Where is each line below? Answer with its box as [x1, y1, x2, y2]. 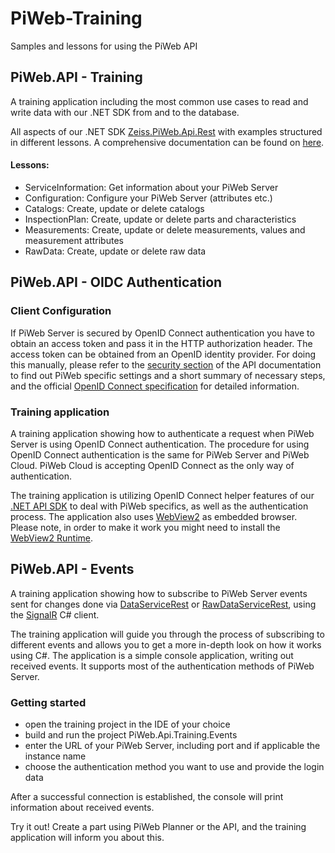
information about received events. [10, 802, 155, 814]
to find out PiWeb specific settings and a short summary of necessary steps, [10, 369, 326, 381]
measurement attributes [24, 234, 124, 246]
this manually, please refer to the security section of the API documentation [10, 358, 322, 371]
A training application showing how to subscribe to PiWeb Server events [10, 587, 308, 599]
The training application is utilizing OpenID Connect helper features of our [10, 489, 315, 501]
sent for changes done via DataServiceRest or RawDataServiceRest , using [10, 598, 317, 610]
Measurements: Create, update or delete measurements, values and [24, 223, 306, 236]
